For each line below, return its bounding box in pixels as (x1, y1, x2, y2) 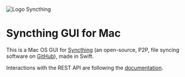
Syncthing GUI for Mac (6, 27, 121, 40)
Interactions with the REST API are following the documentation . (6, 64, 164, 71)
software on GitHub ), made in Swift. (6, 53, 94, 60)
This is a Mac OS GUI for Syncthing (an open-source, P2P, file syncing (6, 46, 180, 53)
